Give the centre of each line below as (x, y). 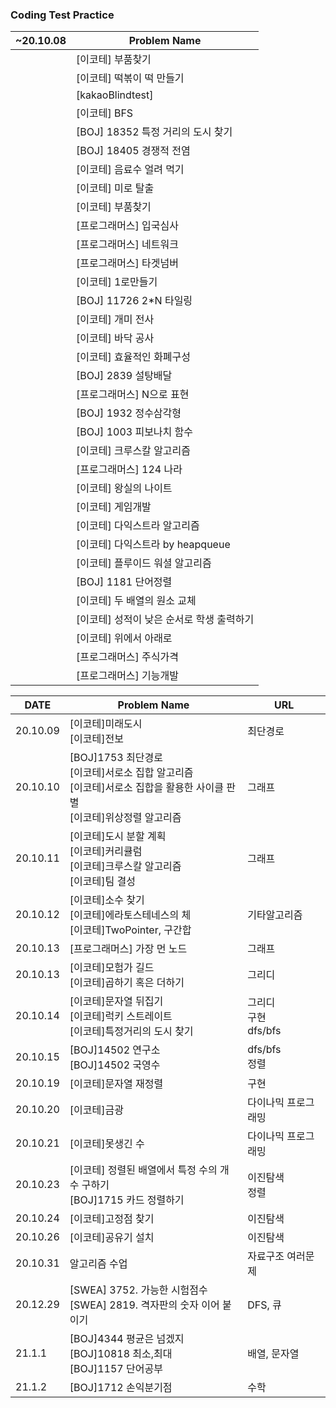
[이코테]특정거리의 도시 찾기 (131, 1031)
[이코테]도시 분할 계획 (118, 836)
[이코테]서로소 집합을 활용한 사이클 (147, 788)
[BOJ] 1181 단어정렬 (124, 582)
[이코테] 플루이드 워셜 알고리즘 (144, 563)
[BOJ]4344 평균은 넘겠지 (127, 1339)
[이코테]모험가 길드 (112, 968)
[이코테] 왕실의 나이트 (124, 488)
